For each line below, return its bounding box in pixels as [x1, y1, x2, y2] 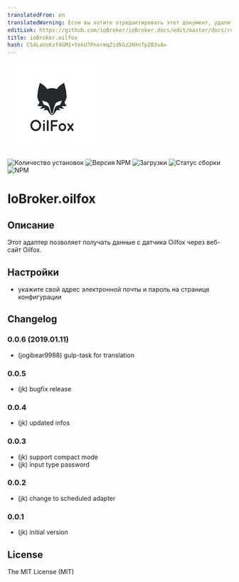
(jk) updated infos [17, 418, 70, 427]
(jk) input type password [17, 460, 90, 469]
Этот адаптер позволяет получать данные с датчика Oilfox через [7, 238, 205, 247]
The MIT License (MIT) [7, 567, 75, 576]
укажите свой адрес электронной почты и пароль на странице [17, 285, 210, 293]
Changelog [7, 313, 58, 325]
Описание [7, 219, 55, 231]
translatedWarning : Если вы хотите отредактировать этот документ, [7, 18, 212, 26]
